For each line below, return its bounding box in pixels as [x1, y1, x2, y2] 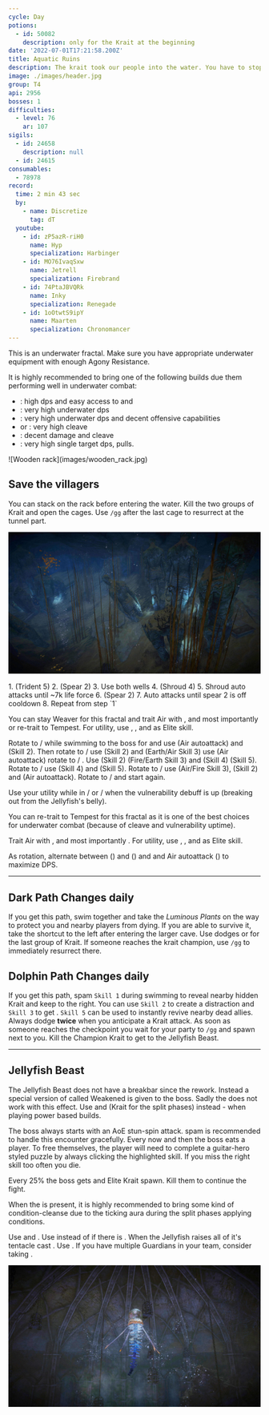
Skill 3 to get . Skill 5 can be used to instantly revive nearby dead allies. [8, 1007, 254, 1017]
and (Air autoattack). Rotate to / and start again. [8, 773, 166, 782]
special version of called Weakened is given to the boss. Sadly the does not [8, 1093, 258, 1103]
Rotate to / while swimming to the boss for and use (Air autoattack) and [8, 738, 243, 748]
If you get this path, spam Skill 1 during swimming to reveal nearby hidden [8, 990, 259, 1000]
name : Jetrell [29, 267, 78, 275]
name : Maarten [29, 317, 78, 325]
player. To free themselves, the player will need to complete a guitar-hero [8, 1143, 250, 1152]
